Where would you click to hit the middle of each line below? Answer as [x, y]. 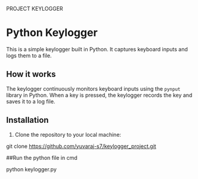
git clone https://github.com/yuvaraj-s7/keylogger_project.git [81, 146]
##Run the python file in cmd [42, 158]
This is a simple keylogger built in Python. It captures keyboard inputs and [97, 49]
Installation [27, 120]
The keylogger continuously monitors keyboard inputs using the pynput [93, 88]
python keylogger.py [31, 169]
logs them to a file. [29, 55]
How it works [31, 74]
